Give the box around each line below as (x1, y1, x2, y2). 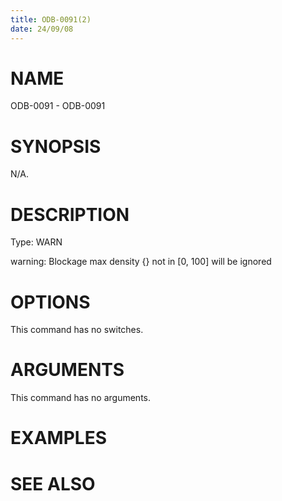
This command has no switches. (10, 324, 144, 336)
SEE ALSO (10, 472, 96, 495)
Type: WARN (10, 236, 63, 248)
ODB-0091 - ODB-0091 (10, 100, 106, 112)
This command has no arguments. (10, 392, 151, 404)
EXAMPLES (10, 427, 107, 450)
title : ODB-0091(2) (10, 14, 92, 25)
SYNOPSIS (10, 135, 102, 158)
